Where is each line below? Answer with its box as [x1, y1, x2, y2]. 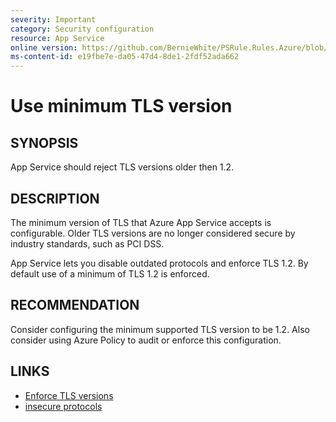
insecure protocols [24, 400, 103, 412]
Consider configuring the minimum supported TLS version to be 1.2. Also [10, 323, 310, 335]
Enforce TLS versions [24, 389, 114, 401]
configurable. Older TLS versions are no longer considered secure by [10, 227, 296, 239]
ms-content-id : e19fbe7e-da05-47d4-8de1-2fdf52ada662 [10, 52, 240, 62]
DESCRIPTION [10, 190, 100, 207]
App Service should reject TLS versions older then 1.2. [10, 161, 235, 173]
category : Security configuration [10, 24, 155, 34]
